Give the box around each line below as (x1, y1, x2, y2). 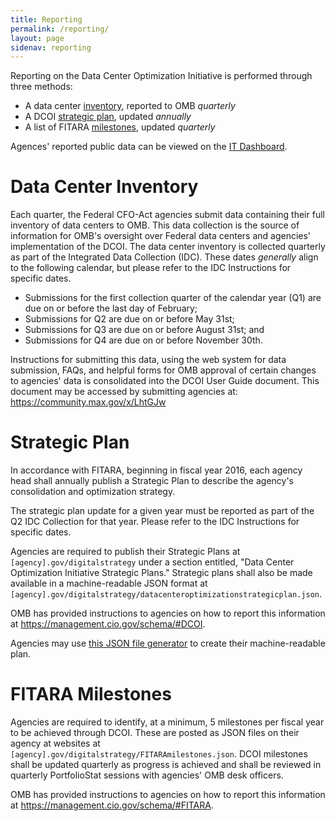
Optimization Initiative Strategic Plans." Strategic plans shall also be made (10, 567, 313, 579)
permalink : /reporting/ (10, 24, 110, 34)
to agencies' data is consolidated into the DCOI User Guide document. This (10, 375, 320, 387)
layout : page (10, 33, 65, 43)
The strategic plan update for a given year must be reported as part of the (10, 505, 315, 517)
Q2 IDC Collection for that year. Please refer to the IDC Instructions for (10, 516, 300, 528)
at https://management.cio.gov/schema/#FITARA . (10, 799, 214, 811)
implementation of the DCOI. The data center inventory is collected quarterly (10, 241, 326, 253)
